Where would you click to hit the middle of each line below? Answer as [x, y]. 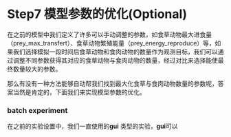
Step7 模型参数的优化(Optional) [97, 14]
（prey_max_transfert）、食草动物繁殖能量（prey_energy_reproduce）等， [111, 43]
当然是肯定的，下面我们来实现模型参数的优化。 [79, 92]
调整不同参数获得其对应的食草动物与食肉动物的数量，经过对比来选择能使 [115, 60]
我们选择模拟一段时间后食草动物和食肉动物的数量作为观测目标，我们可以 [115, 52]
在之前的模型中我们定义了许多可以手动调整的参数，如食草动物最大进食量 [109, 34]
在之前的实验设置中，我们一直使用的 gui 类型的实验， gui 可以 [92, 126]
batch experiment [37, 110]
